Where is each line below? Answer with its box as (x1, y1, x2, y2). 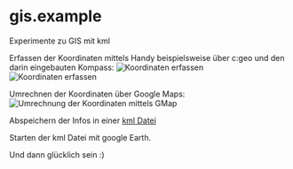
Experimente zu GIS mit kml (9, 35, 111, 46)
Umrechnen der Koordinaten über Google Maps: (9, 88, 186, 99)
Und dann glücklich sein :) (9, 149, 105, 160)
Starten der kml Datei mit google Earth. (9, 132, 152, 142)
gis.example (9, 6, 102, 27)
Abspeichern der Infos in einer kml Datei (9, 115, 157, 126)
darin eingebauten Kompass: (9, 62, 115, 73)
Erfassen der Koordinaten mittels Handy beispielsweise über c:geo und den (9, 52, 286, 63)
